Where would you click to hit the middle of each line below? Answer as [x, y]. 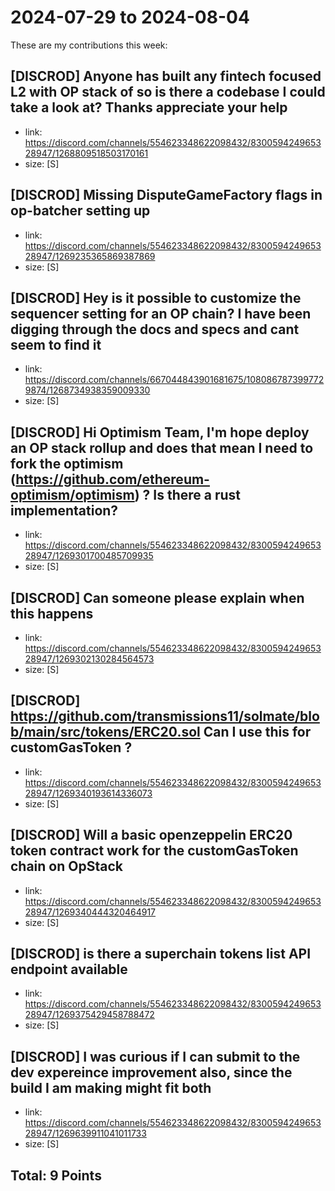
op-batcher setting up [80, 211]
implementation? [64, 510]
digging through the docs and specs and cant [155, 329]
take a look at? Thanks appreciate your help [149, 107]
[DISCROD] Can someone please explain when [157, 597]
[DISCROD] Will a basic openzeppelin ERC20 [151, 835]
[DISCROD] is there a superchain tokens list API [161, 954]
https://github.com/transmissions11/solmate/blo [165, 716]
